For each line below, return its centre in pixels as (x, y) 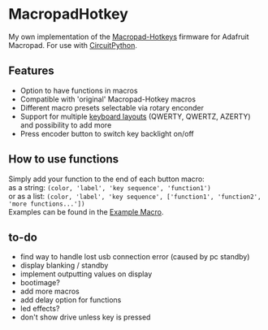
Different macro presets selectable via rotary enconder (112, 107)
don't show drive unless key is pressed (85, 317)
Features (31, 71)
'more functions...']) (47, 204)
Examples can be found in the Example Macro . (86, 211)
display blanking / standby (64, 266)
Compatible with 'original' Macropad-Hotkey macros (108, 99)
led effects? (40, 309)
